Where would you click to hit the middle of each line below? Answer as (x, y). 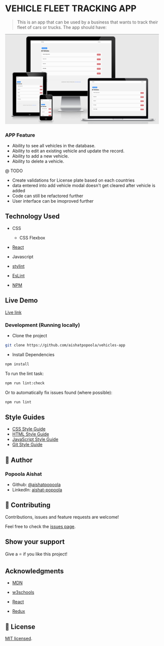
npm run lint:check (25, 383)
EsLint (18, 276)
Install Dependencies (33, 354)
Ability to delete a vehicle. (38, 161)
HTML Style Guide (31, 434)
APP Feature (20, 135)
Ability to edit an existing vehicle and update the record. (68, 151)
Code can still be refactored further (48, 196)
